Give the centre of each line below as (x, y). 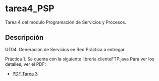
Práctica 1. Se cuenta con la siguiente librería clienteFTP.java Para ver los (80, 59)
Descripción (24, 38)
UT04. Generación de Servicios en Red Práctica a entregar (65, 49)
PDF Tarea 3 (25, 74)
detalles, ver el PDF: (26, 64)
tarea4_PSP (30, 9)
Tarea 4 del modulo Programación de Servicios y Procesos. (66, 22)
